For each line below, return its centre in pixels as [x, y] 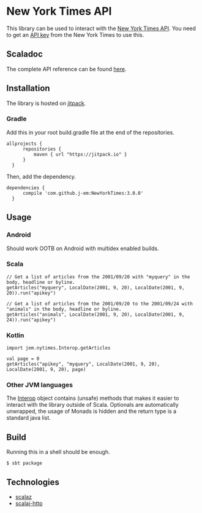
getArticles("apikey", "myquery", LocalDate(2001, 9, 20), [83, 364]
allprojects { [24, 143]
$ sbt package [24, 463]
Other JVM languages [40, 385]
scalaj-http [29, 503]
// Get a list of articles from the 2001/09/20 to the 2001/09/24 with [99, 303]
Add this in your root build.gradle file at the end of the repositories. [90, 132]
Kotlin [15, 335]
